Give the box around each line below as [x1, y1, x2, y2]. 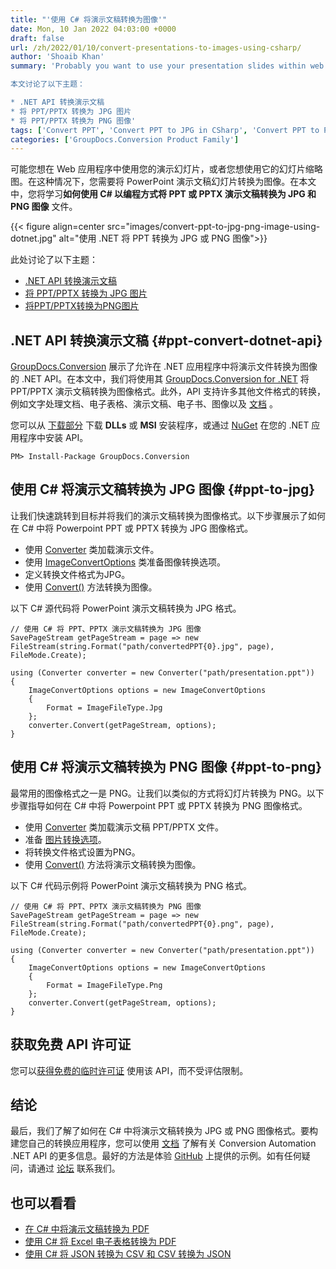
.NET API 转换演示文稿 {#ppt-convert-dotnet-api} [10, 332, 323, 349]
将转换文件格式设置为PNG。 [24, 846, 141, 858]
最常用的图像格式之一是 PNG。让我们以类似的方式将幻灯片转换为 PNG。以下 [10, 787, 325, 799]
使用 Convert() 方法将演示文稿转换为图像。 [24, 858, 202, 870]
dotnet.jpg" [10, 232, 57, 245]
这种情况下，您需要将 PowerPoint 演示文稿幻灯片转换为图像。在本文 [36, 176, 317, 188]
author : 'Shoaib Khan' [10, 52, 105, 62]
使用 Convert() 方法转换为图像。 [24, 581, 158, 593]
